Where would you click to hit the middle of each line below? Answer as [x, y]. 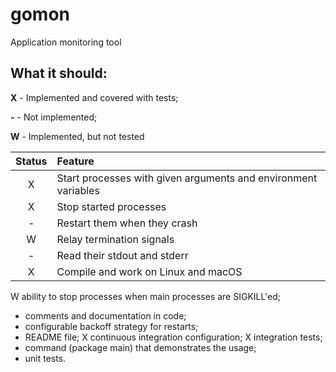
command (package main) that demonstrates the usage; [140, 347]
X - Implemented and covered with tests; [94, 97]
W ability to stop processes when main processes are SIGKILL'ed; [146, 296]
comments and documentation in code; [105, 315]
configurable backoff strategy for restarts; [111, 326]
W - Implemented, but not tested [77, 136]
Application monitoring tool [66, 42]
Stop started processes [111, 206]
